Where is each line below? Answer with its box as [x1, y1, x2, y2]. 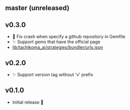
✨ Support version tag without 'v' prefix [12, 72, 93, 78]
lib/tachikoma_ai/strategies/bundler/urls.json [12, 44, 103, 51]
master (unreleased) [5, 4, 70, 12]
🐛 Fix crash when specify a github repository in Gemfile [12, 34, 126, 40]
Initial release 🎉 [12, 99, 43, 105]
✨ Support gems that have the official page [12, 39, 100, 45]
